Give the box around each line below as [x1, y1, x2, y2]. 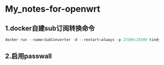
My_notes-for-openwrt [5, 3, 101, 15]
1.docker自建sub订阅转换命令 [5, 24, 95, 32]
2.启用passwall [5, 52, 52, 61]
